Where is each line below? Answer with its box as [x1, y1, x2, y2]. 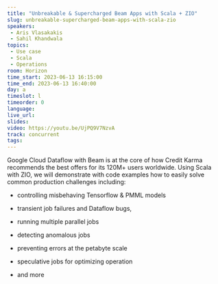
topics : [7, 42, 29, 49]
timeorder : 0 [7, 99, 45, 106]
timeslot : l [7, 93, 41, 100]
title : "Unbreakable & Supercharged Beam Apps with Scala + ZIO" [7, 10, 197, 17]
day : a [7, 86, 26, 93]
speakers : [7, 23, 36, 29]
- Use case [10, 49, 41, 55]
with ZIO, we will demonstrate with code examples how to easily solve [7, 170, 205, 179]
